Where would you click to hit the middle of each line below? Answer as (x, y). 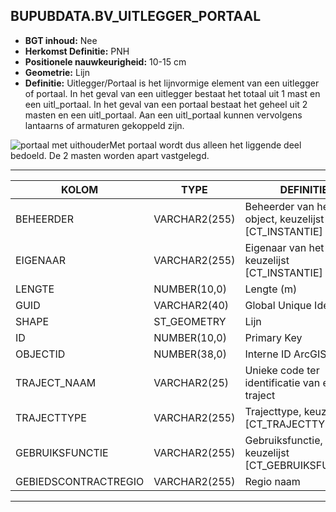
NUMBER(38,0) (190, 354)
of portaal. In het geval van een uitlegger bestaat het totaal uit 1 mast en (172, 93)
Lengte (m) (271, 289)
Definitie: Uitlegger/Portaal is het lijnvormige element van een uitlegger (172, 83)
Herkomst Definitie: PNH (77, 51)
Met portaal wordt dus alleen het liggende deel (205, 145)
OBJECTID (40, 354)
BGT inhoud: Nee (61, 40)
